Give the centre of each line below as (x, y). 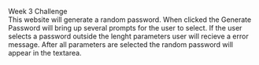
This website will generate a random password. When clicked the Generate (130, 20)
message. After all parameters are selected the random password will (121, 45)
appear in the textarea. (45, 53)
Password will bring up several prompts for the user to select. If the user (125, 28)
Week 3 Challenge (38, 11)
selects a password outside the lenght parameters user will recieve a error (129, 36)
